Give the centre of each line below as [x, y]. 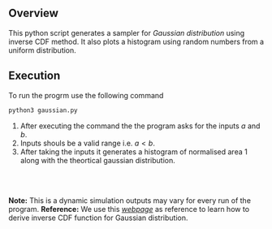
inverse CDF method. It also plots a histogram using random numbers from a [136, 41]
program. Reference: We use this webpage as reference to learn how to [129, 209]
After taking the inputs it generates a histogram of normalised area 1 [134, 151]
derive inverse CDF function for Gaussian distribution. [98, 218]
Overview [34, 13]
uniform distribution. [43, 50]
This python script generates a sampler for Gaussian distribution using [127, 32]
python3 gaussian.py [43, 110]
